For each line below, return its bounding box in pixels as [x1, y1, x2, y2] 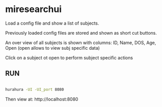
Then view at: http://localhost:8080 [5, 96, 78, 102]
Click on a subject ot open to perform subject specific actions [5, 54, 133, 61]
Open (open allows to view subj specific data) [5, 45, 100, 51]
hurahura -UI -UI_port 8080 [5, 87, 64, 92]
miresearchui [5, 4, 62, 15]
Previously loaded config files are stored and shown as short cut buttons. [5, 30, 157, 36]
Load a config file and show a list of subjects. [5, 20, 99, 26]
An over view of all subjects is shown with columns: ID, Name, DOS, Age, [5, 39, 156, 46]
